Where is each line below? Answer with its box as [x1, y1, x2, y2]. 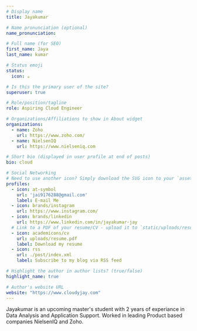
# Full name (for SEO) [6, 41, 62, 47]
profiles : [6, 180, 30, 187]
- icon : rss [11, 246, 41, 253]
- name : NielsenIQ [11, 138, 57, 144]
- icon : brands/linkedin [11, 214, 72, 220]
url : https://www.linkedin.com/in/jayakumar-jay [16, 219, 138, 225]
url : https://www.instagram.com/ [16, 208, 98, 215]
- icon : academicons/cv [11, 230, 69, 236]
